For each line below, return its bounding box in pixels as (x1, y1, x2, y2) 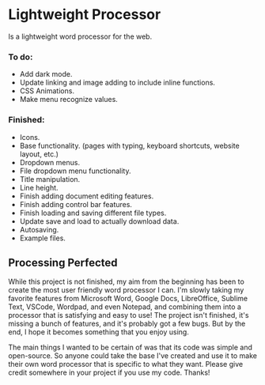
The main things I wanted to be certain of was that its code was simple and (8, 342, 253, 353)
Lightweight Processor (8, 6, 161, 24)
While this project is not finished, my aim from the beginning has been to (8, 277, 245, 286)
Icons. (19, 132, 40, 142)
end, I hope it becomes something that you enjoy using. (8, 327, 190, 337)
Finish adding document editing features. (19, 191, 154, 201)
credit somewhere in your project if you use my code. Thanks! (8, 368, 210, 377)
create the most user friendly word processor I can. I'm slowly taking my (8, 285, 244, 295)
